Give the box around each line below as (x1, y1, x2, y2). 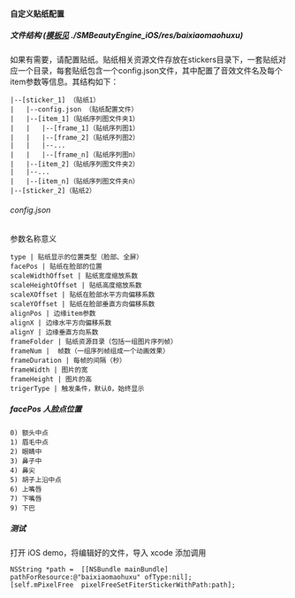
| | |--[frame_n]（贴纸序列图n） (10, 150, 140, 159)
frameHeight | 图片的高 (10, 374, 92, 384)
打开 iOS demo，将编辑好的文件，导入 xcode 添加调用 (10, 547, 207, 557)
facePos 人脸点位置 (10, 403, 82, 415)
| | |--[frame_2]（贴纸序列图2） (10, 133, 140, 142)
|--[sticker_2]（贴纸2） (10, 186, 96, 195)
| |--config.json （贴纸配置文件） (10, 104, 139, 114)
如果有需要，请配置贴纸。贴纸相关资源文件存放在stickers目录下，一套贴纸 (10, 54, 279, 65)
